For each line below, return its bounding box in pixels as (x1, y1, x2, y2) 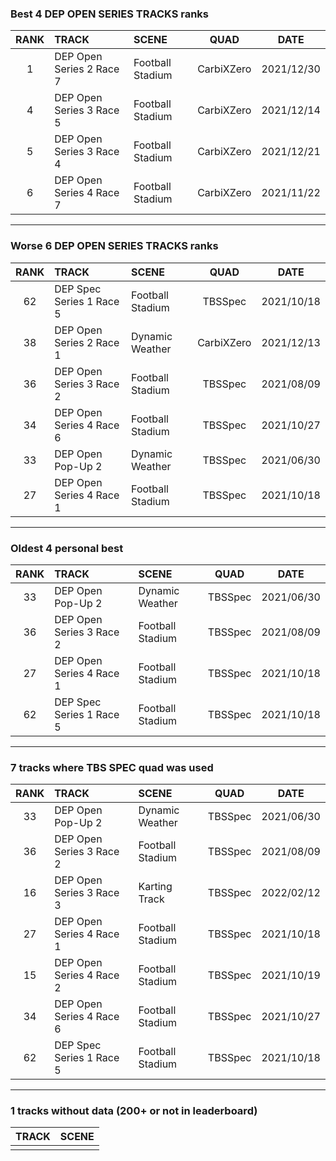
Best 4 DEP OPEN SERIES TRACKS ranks (10, 7, 210, 21)
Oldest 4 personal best (10, 541, 124, 555)
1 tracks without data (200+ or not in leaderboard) (10, 1104, 258, 1118)
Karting (138, 880, 173, 894)
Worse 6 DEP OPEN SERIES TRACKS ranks (10, 239, 219, 253)
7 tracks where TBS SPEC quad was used (10, 760, 214, 774)
